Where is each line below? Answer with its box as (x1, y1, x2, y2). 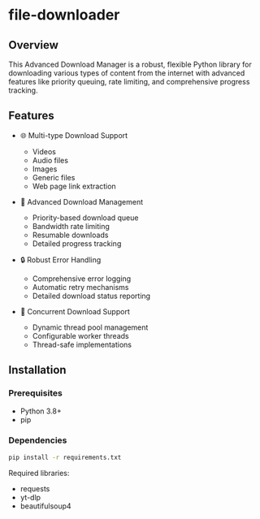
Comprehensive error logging (32, 274, 132, 283)
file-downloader (8, 6, 120, 24)
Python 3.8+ (19, 406, 63, 416)
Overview (8, 38, 59, 52)
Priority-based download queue (32, 213, 139, 223)
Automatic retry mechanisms (32, 282, 129, 292)
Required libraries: (8, 468, 70, 478)
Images (32, 164, 58, 174)
